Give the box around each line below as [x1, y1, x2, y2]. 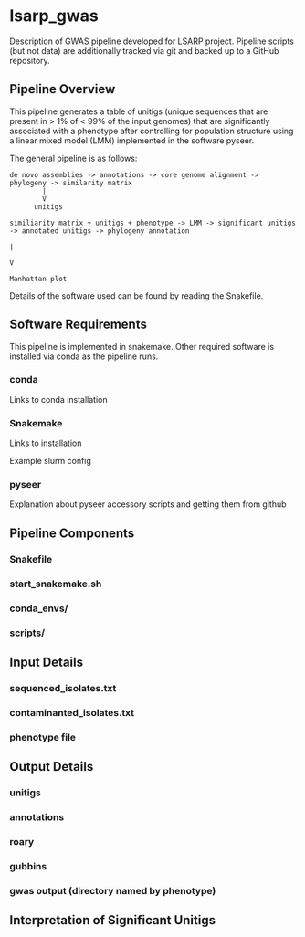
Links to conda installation [9, 394, 108, 405]
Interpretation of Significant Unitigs [9, 912, 216, 928]
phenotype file [9, 731, 76, 743]
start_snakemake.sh [9, 577, 102, 590]
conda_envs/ [9, 602, 68, 615]
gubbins [9, 859, 47, 872]
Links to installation [9, 437, 82, 448]
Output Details [9, 759, 94, 774]
